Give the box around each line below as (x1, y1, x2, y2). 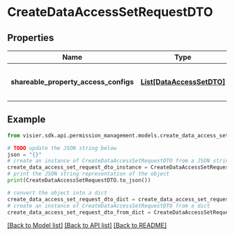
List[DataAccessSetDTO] (140, 77, 226, 87)
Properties (7, 32, 54, 44)
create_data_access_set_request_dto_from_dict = (7, 209, 151, 216)
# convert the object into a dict (7, 189, 108, 196)
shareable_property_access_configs (10, 77, 134, 87)
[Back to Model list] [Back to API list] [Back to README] (7, 221, 167, 230)
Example (7, 114, 46, 126)
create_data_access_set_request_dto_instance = (7, 164, 148, 171)
